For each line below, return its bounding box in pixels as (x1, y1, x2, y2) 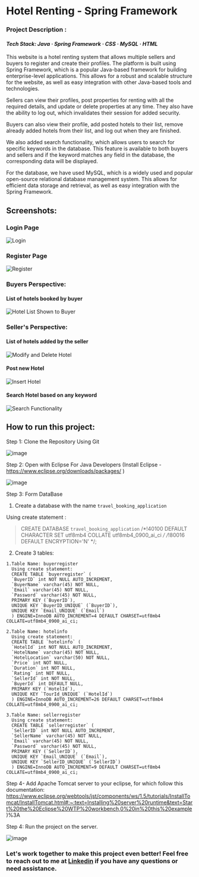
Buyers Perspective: (6, 280, 67, 288)
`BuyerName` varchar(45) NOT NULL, (11, 581, 100, 587)
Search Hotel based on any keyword (6, 391, 97, 399)
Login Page (6, 223, 40, 232)
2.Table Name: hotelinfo (6, 629, 68, 635)
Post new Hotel (6, 365, 45, 372)
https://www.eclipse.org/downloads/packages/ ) (6, 467, 125, 474)
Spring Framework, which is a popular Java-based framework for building (6, 66, 187, 73)
